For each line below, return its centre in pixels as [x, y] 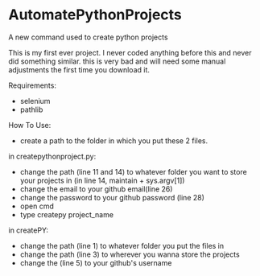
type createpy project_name [67, 214]
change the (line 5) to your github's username [96, 262]
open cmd [37, 206]
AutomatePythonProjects [95, 15]
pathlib [31, 109]
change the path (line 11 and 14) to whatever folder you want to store [133, 171]
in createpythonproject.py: [52, 156]
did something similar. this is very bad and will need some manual [117, 61]
